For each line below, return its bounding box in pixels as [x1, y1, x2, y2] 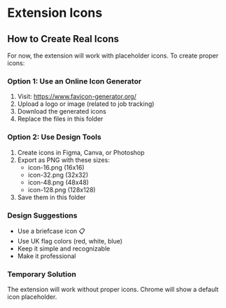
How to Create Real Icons [7, 33, 119, 45]
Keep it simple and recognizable [17, 244, 111, 253]
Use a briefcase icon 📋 [17, 227, 86, 235]
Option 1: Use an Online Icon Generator [7, 76, 142, 86]
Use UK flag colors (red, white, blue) [17, 236, 123, 245]
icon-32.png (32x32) [27, 170, 89, 179]
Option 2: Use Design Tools [7, 132, 101, 142]
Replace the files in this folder [17, 114, 104, 123]
